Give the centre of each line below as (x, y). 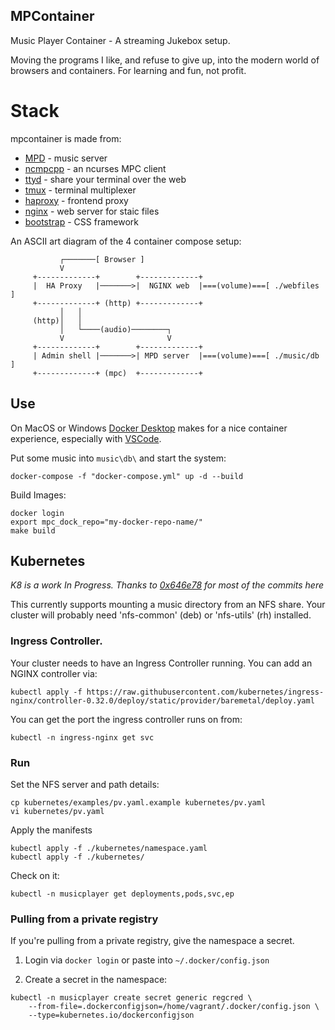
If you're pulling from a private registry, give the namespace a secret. (152, 941)
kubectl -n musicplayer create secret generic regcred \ (131, 998)
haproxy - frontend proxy (76, 200)
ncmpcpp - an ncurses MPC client (95, 168)
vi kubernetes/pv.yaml (57, 811)
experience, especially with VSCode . (86, 438)
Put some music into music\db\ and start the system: (118, 458)
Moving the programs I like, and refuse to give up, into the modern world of (165, 60)
